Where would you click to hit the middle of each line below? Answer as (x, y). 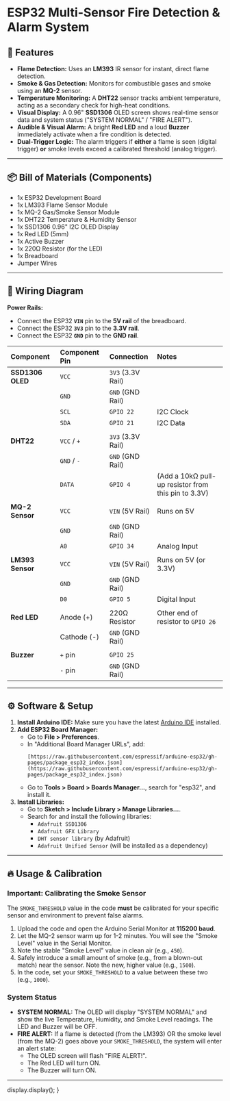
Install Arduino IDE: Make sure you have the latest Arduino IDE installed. (119, 722)
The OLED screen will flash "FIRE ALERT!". (87, 1056)
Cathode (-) (79, 637)
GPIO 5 (120, 599)
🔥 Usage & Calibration (55, 873)
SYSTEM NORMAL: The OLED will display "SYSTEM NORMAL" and (112, 1012)
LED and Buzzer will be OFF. (57, 1027)
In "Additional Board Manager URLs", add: (86, 744)
